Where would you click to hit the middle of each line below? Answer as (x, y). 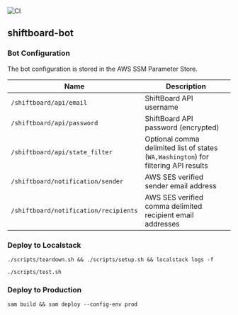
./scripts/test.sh (34, 272)
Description (186, 86)
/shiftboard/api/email (49, 102)
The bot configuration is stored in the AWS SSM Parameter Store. (103, 69)
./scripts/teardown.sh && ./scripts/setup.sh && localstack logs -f (110, 259)
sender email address (181, 185)
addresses (162, 224)
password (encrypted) (182, 127)
